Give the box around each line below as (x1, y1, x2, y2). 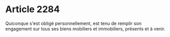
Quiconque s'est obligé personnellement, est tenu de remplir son (5, 20, 142, 26)
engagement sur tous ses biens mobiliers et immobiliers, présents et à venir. (5, 25, 166, 31)
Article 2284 (5, 4, 60, 15)
